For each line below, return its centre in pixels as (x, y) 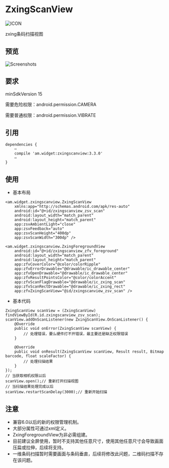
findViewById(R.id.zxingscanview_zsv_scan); (53, 315)
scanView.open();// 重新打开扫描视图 (42, 381)
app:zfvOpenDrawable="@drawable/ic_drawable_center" (71, 273)
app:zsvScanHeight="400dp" (43, 233)
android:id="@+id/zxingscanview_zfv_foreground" (67, 251)
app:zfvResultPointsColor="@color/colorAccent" (65, 278)
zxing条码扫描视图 (24, 34)
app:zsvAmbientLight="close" (45, 225)
